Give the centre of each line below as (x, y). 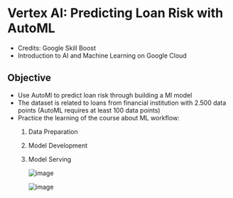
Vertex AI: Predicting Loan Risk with (115, 13)
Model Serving (50, 159)
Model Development (58, 145)
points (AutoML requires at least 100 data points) (89, 110)
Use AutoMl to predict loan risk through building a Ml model (105, 95)
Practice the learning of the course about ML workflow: (98, 118)
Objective (29, 78)
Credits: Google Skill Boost (56, 48)
